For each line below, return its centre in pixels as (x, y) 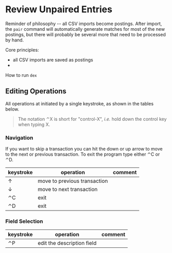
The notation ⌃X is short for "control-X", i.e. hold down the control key (92, 119)
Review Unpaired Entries (59, 9)
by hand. (15, 40)
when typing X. (34, 124)
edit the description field (67, 243)
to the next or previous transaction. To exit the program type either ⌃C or (83, 154)
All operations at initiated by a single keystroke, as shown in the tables (80, 103)
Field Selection (24, 221)
